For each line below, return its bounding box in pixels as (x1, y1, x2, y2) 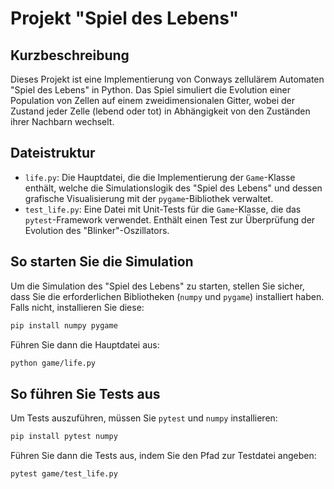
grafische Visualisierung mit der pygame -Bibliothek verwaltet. (24, 192, 274, 204)
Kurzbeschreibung (10, 47, 130, 64)
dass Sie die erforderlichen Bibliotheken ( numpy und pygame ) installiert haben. (10, 290, 325, 302)
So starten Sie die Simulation (10, 253, 194, 271)
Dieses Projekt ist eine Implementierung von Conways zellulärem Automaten (10, 73, 325, 85)
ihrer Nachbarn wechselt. (10, 116, 115, 127)
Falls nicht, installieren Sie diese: (10, 301, 145, 313)
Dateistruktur (10, 145, 96, 162)
